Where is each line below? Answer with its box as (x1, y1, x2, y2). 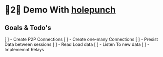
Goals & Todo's (4, 24, 52, 32)
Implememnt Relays (4, 47, 44, 52)
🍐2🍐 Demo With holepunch (4, 4, 116, 15)
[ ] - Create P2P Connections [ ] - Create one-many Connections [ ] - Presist (4, 36, 158, 42)
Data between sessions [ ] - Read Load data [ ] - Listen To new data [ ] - (4, 42, 150, 47)
